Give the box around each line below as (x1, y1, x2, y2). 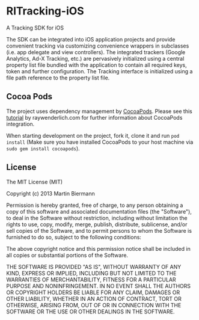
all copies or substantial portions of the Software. (6, 251, 128, 259)
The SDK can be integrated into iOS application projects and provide (6, 35, 176, 43)
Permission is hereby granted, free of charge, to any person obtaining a (6, 202, 183, 209)
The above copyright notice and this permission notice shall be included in (6, 245, 191, 252)
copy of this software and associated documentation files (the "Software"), (6, 208, 192, 215)
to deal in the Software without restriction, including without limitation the (6, 214, 188, 221)
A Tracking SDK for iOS (6, 24, 64, 31)
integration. (6, 120, 35, 128)
